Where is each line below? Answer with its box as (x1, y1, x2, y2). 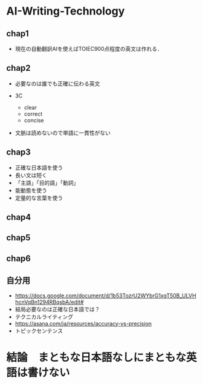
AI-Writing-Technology (6, 4, 125, 18)
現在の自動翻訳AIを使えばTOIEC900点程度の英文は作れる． (14, 45, 163, 52)
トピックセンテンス (14, 327, 63, 334)
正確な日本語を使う (14, 164, 63, 171)
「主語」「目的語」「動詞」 (14, 179, 79, 186)
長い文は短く (14, 171, 47, 179)
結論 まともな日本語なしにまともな (6, 350, 187, 364)
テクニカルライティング (14, 313, 74, 320)
